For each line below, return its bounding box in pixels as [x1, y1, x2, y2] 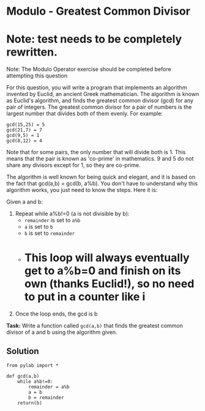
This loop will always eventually [24, 251, 190, 265]
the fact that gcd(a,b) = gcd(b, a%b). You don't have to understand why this [6, 180, 198, 187]
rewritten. [6, 45, 58, 59]
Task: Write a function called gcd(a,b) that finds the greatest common [6, 322, 184, 330]
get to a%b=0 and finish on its [24, 264, 181, 278]
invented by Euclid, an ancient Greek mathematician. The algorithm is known [6, 91, 199, 98]
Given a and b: [6, 198, 43, 206]
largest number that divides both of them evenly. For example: [6, 110, 163, 117]
